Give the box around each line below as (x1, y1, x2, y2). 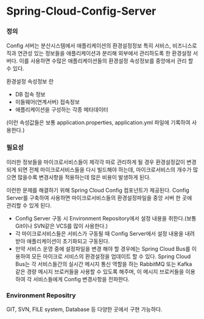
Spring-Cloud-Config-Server (6, 4, 157, 18)
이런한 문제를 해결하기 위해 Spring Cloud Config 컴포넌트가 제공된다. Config (6, 186, 190, 194)
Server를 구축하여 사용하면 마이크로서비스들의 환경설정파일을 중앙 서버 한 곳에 (6, 194, 192, 202)
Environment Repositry (6, 291, 76, 300)
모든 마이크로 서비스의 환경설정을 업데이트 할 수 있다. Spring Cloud (31, 253, 191, 260)
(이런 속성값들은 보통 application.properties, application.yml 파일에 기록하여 (6, 119, 191, 126)
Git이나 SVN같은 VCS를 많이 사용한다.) (15, 222, 108, 230)
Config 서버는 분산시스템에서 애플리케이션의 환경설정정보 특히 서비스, (6, 42, 172, 49)
